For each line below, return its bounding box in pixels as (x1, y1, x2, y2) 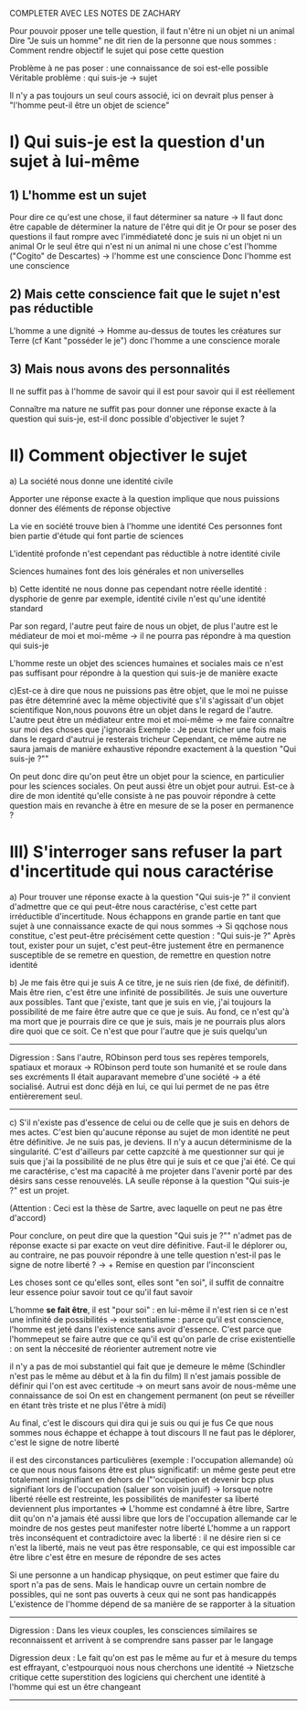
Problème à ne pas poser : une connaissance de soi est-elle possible (9, 63, 269, 73)
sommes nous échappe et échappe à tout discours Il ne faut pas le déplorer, (9, 1427, 297, 1438)
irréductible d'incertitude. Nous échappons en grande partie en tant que (9, 910, 281, 921)
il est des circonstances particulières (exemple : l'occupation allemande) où (9, 1454, 294, 1465)
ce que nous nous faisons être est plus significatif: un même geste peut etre (9, 1464, 296, 1475)
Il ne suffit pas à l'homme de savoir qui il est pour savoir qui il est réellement (9, 386, 295, 397)
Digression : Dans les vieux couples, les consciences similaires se (9, 1624, 258, 1635)
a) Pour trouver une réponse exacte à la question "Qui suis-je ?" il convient (9, 891, 291, 902)
